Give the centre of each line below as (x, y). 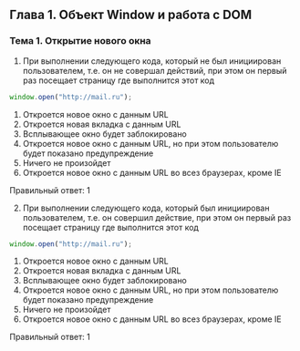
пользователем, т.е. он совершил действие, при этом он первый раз (157, 217)
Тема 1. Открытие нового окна (81, 41)
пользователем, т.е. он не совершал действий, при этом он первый (155, 70)
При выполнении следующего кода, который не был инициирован (152, 61)
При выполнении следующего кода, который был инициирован (146, 208)
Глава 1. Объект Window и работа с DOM (131, 15)
